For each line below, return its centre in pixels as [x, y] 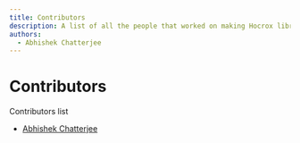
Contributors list [39, 112]
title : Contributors [48, 17]
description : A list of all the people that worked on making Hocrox [142, 26]
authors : [25, 34]
